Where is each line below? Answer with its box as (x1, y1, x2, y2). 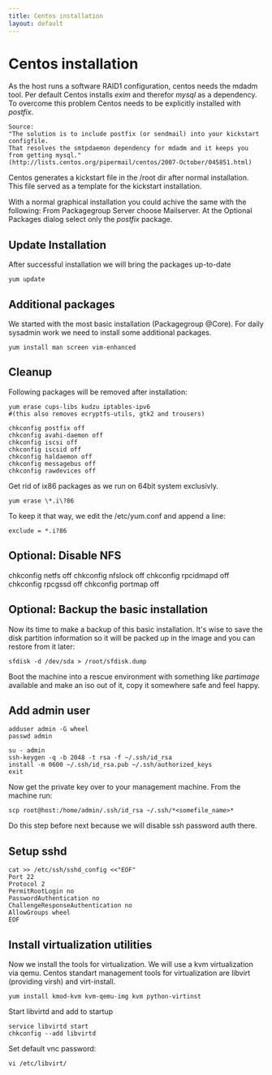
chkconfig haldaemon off (8, 452, 93, 460)
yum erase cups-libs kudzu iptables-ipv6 (8, 403, 151, 411)
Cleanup (8, 365, 53, 379)
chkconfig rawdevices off (8, 467, 96, 475)
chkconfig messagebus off (8, 459, 96, 468)
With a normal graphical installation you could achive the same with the (8, 197, 247, 207)
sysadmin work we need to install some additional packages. (8, 328, 212, 337)
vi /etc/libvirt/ (8, 1059, 67, 1068)
